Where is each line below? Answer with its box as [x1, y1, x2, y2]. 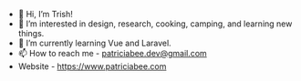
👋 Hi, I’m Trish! [17, 9, 73, 19]
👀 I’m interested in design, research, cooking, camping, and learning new [17, 18, 293, 29]
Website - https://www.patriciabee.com [17, 61, 167, 72]
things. [17, 28, 45, 38]
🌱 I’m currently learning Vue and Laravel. [17, 37, 171, 48]
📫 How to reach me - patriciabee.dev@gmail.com [17, 48, 207, 58]
